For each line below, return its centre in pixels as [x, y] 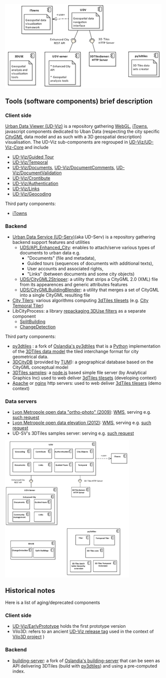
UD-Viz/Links [26, 189]
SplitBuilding [32, 322]
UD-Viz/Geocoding [32, 194]
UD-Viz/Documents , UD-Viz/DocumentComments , [64, 167]
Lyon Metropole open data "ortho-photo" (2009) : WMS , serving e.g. [82, 412]
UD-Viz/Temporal [30, 162]
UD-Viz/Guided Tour [33, 157]
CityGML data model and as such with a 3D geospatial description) [74, 136]
